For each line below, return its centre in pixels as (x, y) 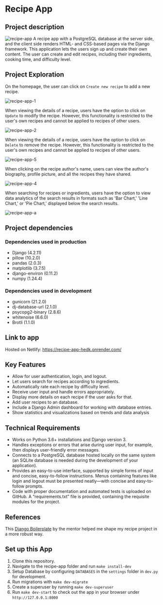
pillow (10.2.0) (26, 258)
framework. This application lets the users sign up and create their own (76, 49)
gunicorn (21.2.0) (29, 302)
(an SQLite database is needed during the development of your (75, 460)
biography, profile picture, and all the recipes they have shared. (68, 174)
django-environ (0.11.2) (35, 273)
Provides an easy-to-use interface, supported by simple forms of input (83, 471)
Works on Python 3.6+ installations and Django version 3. (69, 440)
